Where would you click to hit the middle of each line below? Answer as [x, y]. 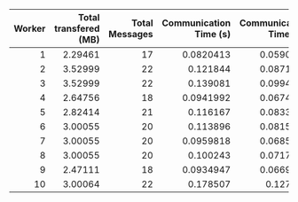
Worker [30, 28]
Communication [196, 23]
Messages [131, 34]
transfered [77, 28]
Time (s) [213, 34]
